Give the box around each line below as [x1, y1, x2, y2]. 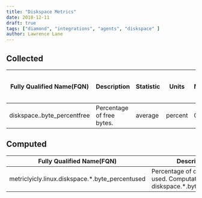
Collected [6, 53, 43, 64]
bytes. [96, 118, 114, 127]
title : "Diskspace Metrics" [6, 8, 77, 15]
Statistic [135, 82, 161, 91]
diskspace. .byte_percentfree [9, 111, 90, 119]
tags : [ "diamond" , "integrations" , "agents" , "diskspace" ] [6, 25, 161, 32]
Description [96, 82, 130, 91]
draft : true [6, 20, 36, 26]
